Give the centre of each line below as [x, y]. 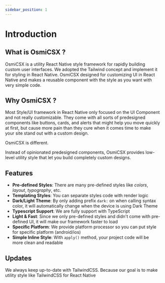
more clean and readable [37, 243]
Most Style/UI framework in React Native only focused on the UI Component [82, 112]
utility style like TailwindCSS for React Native [50, 275]
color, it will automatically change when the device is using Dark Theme [85, 206]
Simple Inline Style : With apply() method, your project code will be [81, 238]
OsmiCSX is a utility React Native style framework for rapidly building [75, 64]
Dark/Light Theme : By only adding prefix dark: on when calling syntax [84, 201]
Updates [18, 258]
